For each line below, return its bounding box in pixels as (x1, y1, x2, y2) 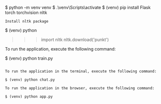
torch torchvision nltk (5, 10, 47, 15)
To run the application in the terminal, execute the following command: (5, 69, 157, 74)
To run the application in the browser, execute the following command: (5, 86, 155, 91)
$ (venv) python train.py (5, 55, 53, 61)
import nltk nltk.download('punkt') (41, 37, 109, 42)
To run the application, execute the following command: (5, 46, 116, 52)
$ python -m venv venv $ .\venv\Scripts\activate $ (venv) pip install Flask (5, 5, 151, 10)
